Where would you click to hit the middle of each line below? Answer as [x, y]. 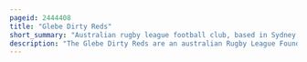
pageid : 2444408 [40, 18]
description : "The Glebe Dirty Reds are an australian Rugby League [143, 43]
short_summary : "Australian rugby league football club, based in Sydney [153, 35]
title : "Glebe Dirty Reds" [61, 26]
